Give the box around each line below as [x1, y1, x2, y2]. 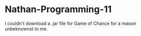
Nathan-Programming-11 [5, 4, 112, 15]
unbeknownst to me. [5, 25, 48, 31]
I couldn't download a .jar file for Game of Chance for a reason [5, 20, 136, 26]
